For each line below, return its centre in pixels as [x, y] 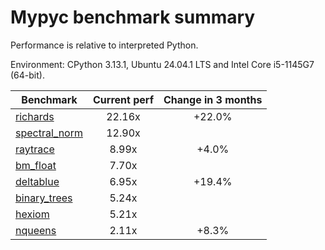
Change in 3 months [213, 99]
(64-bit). [27, 75]
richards [35, 116]
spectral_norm [49, 133]
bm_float [36, 165]
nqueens [36, 230]
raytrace [35, 149]
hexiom [32, 214]
